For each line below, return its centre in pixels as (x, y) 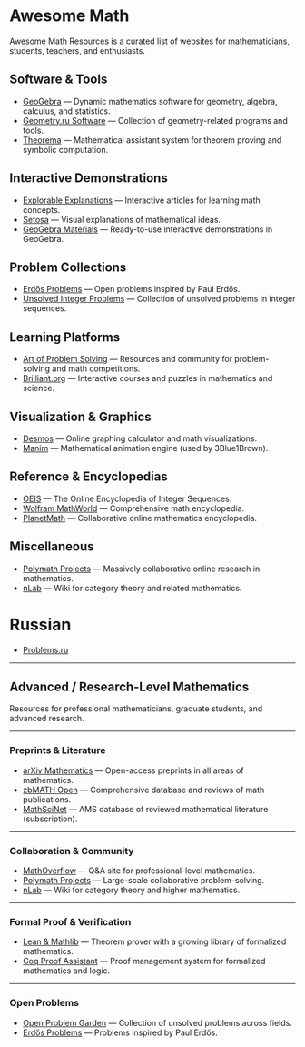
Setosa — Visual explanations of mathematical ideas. (121, 219)
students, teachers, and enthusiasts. (77, 50)
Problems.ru (45, 649)
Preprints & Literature (58, 750)
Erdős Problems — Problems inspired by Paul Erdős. (120, 1032)
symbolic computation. (65, 149)
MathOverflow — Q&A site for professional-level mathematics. (139, 871)
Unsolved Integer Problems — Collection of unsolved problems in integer (159, 299)
